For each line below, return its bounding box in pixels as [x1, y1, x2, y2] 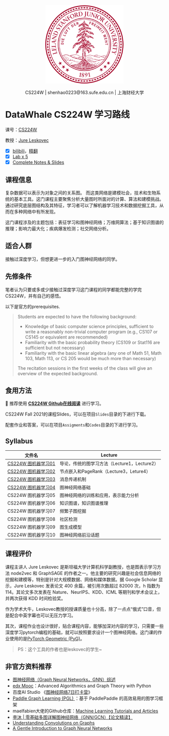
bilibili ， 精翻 [12, 148, 38, 154]
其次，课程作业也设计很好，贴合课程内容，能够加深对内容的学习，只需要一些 [5, 623, 164, 629]
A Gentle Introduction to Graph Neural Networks [12, 725, 113, 731]
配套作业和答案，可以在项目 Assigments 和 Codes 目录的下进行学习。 [5, 422, 141, 428]
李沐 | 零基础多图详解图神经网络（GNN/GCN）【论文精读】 [12, 714, 133, 720]
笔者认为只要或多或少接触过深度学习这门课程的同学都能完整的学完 [5, 286, 142, 292]
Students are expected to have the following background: [17, 313, 137, 319]
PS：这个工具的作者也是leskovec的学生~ [17, 646, 102, 652]
